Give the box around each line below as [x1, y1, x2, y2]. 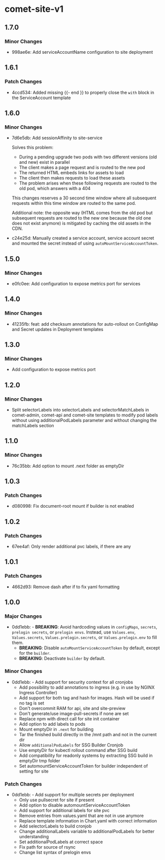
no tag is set [19, 700, 45, 706]
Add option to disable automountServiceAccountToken [19, 802, 131, 808]
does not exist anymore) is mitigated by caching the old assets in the [11, 221, 151, 226]
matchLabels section [11, 423, 55, 428]
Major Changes [4, 613, 42, 620]
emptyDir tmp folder [19, 757, 60, 763]
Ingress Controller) [19, 689, 58, 695]
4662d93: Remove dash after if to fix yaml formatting [11, 584, 120, 590]
